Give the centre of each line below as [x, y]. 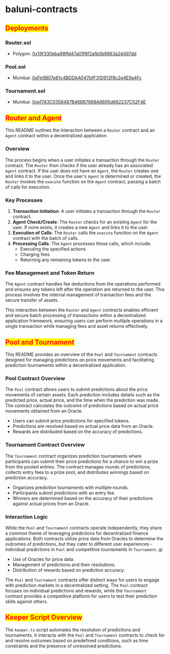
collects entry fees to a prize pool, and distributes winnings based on [77, 472]
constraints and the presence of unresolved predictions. [64, 646]
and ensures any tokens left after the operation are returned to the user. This [85, 289]
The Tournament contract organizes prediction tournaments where [74, 456]
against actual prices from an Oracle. [51, 504]
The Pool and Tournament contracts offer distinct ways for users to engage [82, 580]
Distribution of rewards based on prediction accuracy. [69, 570]
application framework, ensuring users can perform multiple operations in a [84, 321]
